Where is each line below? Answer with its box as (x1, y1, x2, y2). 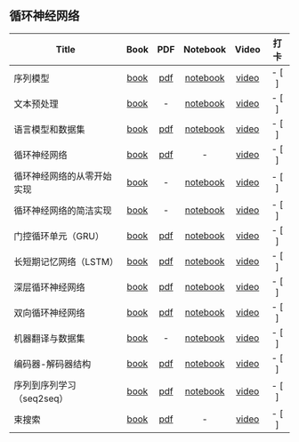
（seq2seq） (13, 392, 69, 405)
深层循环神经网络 (13, 281, 86, 293)
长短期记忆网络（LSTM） (13, 255, 119, 268)
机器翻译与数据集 (13, 332, 86, 344)
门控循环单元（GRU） (13, 229, 105, 242)
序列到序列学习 (13, 379, 77, 391)
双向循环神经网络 (13, 306, 86, 318)
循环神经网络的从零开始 (13, 170, 113, 182)
